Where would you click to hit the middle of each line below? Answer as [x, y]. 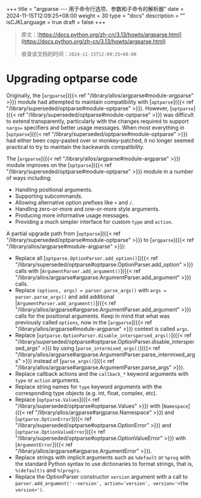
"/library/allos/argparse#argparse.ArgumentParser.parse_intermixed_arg [105, 354]
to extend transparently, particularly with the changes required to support [97, 121]
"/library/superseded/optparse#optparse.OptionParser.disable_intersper [105, 341]
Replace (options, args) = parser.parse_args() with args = [91, 290]
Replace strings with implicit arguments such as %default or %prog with [103, 457]
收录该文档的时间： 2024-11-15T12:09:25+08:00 [79, 54]
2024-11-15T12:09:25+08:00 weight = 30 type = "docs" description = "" [96, 16]
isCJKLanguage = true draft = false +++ [56, 22]
